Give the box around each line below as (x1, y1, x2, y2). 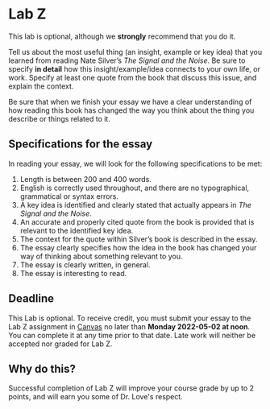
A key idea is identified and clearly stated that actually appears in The (19, 200, 252, 209)
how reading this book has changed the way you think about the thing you (8, 105, 255, 115)
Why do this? (8, 361, 77, 375)
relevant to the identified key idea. (19, 225, 134, 235)
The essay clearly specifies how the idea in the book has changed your (19, 242, 257, 252)
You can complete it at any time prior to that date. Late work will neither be (8, 330, 256, 340)
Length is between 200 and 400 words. (19, 174, 152, 184)
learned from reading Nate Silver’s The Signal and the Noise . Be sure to (8, 56, 246, 65)
